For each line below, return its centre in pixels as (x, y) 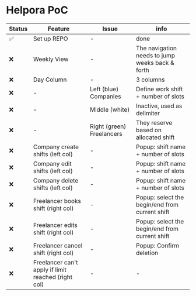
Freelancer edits (55, 225)
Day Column (50, 80)
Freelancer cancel (58, 245)
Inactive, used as (159, 106)
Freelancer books (57, 201)
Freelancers (106, 133)
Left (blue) (104, 89)
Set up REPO (50, 39)
